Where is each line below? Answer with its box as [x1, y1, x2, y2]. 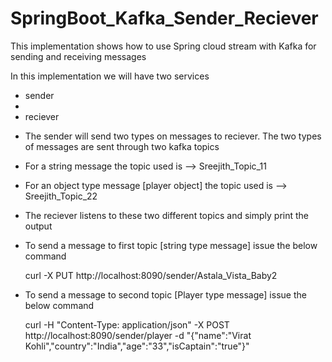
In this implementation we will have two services [10, 70, 210, 82]
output [24, 220, 53, 232]
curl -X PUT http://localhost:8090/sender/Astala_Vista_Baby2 [24, 269, 278, 281]
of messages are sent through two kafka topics [24, 140, 220, 152]
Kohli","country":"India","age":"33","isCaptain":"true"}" [24, 340, 250, 352]
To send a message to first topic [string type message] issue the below [24, 239, 318, 251]
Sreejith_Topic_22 [24, 190, 98, 202]
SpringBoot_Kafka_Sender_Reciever [10, 7, 319, 30]
